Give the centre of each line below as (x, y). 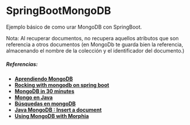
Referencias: (22, 64)
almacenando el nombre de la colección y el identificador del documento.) (95, 50)
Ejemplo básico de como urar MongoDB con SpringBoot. (74, 27)
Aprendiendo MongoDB (44, 79)
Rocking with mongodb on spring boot (62, 85)
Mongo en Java (34, 97)
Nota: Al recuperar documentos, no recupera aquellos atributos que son (92, 38)
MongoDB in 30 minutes (44, 91)
